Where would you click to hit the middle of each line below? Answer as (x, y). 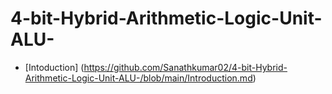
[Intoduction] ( (54, 67)
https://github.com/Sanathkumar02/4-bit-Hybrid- (185, 67)
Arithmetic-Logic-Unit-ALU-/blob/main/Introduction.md (138, 78)
